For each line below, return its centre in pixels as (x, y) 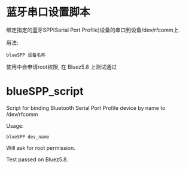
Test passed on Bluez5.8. (37, 159)
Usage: (15, 125)
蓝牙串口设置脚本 (48, 12)
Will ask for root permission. (41, 148)
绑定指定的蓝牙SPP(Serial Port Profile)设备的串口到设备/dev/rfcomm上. (93, 30)
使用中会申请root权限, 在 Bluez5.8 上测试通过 (62, 67)
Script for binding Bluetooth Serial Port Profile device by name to (86, 107)
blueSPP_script (45, 92)
